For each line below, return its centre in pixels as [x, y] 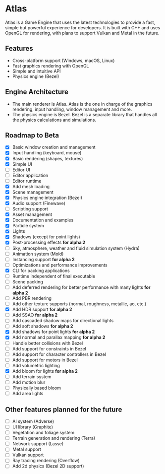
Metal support [27, 449]
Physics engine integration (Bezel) [47, 198]
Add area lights [28, 394]
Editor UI [21, 170]
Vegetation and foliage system [43, 433]
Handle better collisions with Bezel [48, 343]
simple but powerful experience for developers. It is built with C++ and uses [82, 27]
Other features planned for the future [64, 409]
